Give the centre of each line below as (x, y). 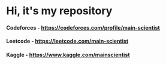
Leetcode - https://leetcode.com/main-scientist (67, 41)
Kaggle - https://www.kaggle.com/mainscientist (68, 55)
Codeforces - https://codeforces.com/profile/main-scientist (83, 27)
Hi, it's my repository (59, 11)
